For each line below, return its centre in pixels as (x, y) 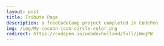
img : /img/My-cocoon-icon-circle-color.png (62, 28)
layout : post (23, 12)
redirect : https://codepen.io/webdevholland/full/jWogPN (80, 34)
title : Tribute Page (32, 17)
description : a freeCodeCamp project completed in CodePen (82, 23)
